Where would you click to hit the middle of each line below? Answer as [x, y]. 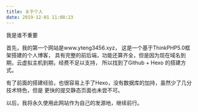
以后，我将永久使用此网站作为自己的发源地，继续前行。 [74, 102]
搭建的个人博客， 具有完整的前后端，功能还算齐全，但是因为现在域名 [96, 55]
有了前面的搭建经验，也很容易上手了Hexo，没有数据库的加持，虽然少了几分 [99, 83]
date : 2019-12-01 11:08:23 [40, 17]
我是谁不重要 [22, 35]
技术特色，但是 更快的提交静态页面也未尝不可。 [65, 90]
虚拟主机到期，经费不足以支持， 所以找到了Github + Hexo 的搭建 [101, 63]
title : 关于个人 [25, 12]
